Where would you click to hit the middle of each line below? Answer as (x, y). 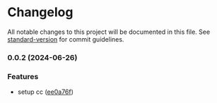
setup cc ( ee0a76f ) (46, 92)
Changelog (40, 12)
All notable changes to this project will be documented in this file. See (109, 32)
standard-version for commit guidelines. (66, 39)
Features (23, 76)
